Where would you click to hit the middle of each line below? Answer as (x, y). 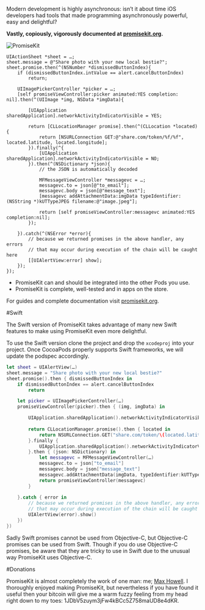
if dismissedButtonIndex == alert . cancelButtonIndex (86, 384)
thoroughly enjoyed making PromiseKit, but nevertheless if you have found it (103, 587)
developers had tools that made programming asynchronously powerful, (97, 15)
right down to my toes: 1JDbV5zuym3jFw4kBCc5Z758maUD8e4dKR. (93, 600)
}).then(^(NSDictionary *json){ (70, 164)
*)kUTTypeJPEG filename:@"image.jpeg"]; (85, 201)
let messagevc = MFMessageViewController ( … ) (96, 458)
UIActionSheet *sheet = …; (41, 57)
